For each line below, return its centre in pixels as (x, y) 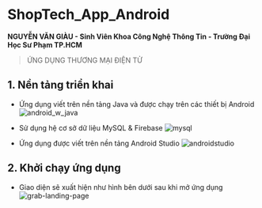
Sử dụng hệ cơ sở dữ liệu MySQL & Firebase (91, 127)
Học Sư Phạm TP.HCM (45, 44)
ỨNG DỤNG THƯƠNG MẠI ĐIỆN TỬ (85, 60)
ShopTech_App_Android (89, 15)
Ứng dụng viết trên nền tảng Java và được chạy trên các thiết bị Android (137, 104)
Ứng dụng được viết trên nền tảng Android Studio (99, 143)
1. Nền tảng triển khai (61, 85)
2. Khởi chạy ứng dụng (64, 168)
